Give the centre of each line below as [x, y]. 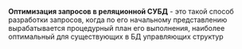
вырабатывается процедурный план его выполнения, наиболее [117, 28]
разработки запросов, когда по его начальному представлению [118, 20]
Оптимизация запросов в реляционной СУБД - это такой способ [121, 11]
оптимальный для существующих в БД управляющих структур [116, 36]
